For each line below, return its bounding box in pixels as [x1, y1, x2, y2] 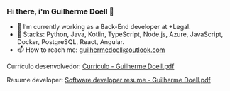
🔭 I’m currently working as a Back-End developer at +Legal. [16, 23, 191, 31]
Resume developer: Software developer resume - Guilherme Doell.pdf [6, 76, 211, 85]
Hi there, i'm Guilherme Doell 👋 [6, 6, 114, 16]
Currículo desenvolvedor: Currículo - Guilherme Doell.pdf [6, 62, 175, 70]
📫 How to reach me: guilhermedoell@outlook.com [16, 45, 165, 54]
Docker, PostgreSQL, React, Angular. [16, 38, 125, 46]
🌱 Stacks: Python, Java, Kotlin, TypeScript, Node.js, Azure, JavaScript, [16, 30, 224, 38]
